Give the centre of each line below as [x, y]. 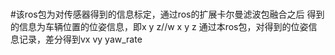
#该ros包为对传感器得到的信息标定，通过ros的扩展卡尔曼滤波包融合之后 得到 [167, 14]
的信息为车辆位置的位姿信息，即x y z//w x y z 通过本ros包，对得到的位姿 [159, 27]
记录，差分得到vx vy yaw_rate [80, 39]
